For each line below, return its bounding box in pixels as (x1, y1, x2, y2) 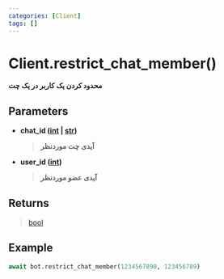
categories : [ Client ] (8, 11, 82, 20)
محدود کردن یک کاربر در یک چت (8, 81, 103, 91)
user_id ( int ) (19, 157, 62, 167)
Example (8, 241, 53, 255)
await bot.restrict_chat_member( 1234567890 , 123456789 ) (8, 262, 201, 271)
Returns (8, 196, 50, 210)
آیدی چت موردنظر (40, 142, 95, 151)
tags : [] (8, 19, 38, 27)
